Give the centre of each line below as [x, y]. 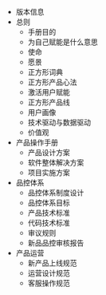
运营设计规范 [49, 273]
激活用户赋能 [49, 92]
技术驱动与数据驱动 [59, 122]
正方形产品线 [49, 102]
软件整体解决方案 [56, 162]
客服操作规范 [49, 283]
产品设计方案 [49, 152]
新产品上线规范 [52, 263]
